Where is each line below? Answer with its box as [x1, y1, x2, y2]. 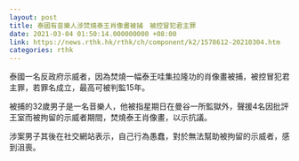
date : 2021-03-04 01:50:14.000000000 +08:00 [9, 29, 177, 38]
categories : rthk [9, 46, 74, 55]
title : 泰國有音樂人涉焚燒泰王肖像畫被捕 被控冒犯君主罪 [9, 21, 197, 30]
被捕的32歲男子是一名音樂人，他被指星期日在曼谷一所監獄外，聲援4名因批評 [9, 101, 289, 111]
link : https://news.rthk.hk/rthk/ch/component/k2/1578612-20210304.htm [9, 37, 280, 47]
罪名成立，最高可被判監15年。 [39, 82, 149, 93]
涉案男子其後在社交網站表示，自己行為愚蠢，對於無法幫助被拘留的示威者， [9, 131, 282, 142]
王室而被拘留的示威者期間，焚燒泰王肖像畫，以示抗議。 [9, 112, 212, 123]
